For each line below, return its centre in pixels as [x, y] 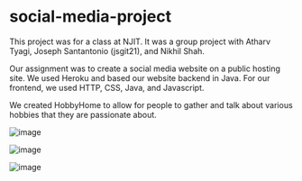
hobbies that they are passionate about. [83, 114]
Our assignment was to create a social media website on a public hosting [145, 68]
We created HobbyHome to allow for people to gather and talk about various [151, 104]
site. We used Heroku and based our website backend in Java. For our [140, 77]
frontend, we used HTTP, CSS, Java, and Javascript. [107, 87]
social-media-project [91, 17]
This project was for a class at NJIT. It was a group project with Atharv [140, 41]
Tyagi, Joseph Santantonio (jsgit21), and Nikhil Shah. [107, 50]
